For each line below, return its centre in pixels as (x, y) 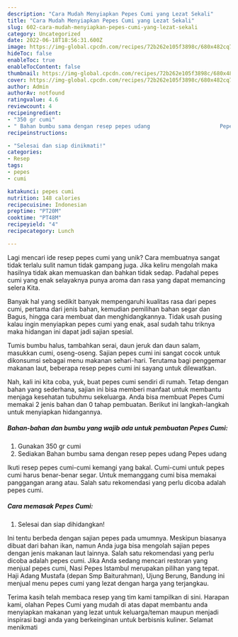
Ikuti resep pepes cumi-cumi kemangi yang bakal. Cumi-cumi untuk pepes (116, 467)
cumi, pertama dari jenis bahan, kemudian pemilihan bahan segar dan (109, 309)
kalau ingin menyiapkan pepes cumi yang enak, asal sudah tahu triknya (111, 324)
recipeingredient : (34, 113)
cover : (17, 80)
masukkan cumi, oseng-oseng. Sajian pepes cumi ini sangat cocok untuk (114, 353)
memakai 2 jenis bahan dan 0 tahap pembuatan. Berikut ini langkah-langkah (118, 404)
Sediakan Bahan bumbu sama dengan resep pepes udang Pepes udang (122, 453)
